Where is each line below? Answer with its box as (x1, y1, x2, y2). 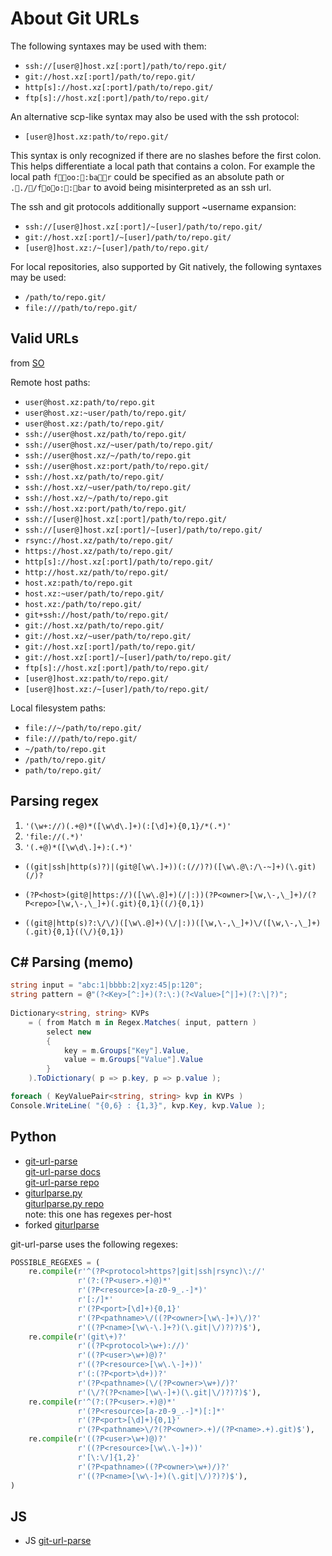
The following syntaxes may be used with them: (10, 40, 207, 52)
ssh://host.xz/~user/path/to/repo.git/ (24, 482, 192, 492)
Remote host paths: (10, 376, 91, 388)
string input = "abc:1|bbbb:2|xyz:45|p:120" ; (10, 980, 203, 991)
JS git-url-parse (24, 1535, 92, 1547)
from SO (10, 357, 45, 369)
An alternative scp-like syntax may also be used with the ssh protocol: (10, 110, 300, 122)
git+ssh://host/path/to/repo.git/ (24, 610, 169, 620)
